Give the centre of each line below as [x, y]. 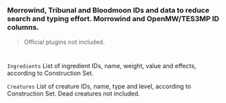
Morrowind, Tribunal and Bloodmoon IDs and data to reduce [109, 10]
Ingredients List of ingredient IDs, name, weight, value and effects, [102, 66]
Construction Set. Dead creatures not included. [74, 93]
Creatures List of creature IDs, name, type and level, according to [99, 87]
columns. [23, 27]
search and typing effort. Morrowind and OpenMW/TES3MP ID [113, 18]
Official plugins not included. [64, 42]
